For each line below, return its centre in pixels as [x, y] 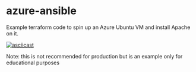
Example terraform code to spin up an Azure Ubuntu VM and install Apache [98, 27]
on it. [12, 33]
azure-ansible [42, 11]
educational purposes [33, 63]
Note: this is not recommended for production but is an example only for [94, 56]
